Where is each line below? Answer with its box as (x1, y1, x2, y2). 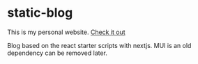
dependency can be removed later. (7, 49, 108, 57)
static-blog (7, 5, 73, 21)
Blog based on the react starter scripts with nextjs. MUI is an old (7, 41, 192, 49)
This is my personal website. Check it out (7, 28, 125, 36)
